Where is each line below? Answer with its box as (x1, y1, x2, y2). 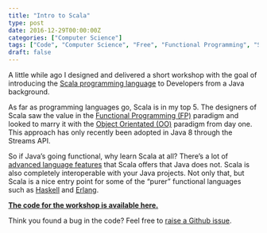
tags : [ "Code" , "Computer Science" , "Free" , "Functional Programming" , (8, 41, 250, 49)
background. (8, 87, 50, 96)
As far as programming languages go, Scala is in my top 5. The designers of (8, 102, 257, 112)
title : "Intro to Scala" (8, 11, 91, 20)
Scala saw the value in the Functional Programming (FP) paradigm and (8, 111, 239, 120)
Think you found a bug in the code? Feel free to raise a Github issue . (8, 216, 232, 225)
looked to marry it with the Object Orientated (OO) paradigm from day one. (8, 120, 253, 128)
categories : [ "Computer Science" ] (8, 33, 123, 42)
